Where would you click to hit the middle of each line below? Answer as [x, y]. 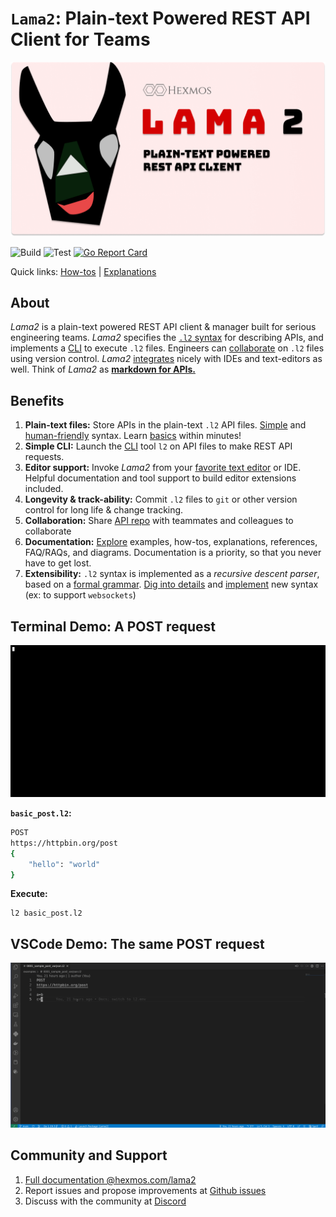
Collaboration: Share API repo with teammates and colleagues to [159, 521]
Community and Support [89, 1155]
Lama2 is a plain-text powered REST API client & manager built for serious [163, 327]
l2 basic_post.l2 [46, 913]
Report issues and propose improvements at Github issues [145, 1190]
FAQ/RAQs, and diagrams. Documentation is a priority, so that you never [173, 553]
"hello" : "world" [64, 864]
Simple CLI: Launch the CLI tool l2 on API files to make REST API [158, 446]
